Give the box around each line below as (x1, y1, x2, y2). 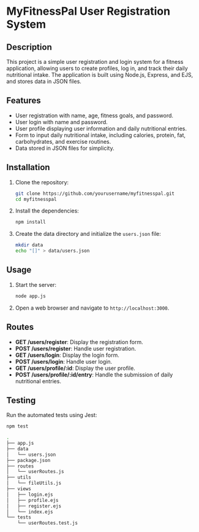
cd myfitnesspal (15, 196, 57, 202)
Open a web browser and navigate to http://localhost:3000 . (15, 304, 170, 311)
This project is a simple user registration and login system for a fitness (6, 58, 184, 65)
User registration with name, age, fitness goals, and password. (15, 112, 173, 119)
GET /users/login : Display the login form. (15, 351, 119, 359)
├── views (6, 486, 32, 492)
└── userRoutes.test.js (17, 520, 78, 526)
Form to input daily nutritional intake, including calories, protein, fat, (15, 131, 186, 139)
